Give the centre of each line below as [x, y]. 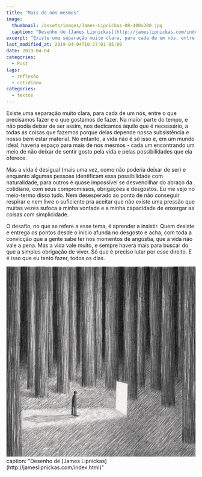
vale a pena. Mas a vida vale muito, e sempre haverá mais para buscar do [97, 245]
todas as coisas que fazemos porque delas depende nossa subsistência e [98, 132]
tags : [13, 70]
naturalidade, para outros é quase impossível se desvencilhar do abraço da [99, 182]
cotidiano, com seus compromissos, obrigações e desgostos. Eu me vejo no [101, 189]
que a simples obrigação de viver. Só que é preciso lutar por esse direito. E [99, 252]
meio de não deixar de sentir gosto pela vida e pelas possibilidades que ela [99, 151]
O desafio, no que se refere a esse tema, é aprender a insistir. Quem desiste [100, 226]
